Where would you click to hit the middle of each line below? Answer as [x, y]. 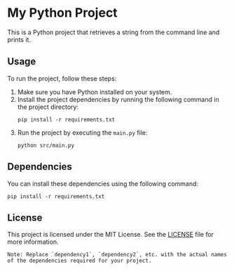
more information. [33, 242]
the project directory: [48, 107]
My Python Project [62, 13]
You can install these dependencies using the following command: [103, 184]
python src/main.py [46, 145]
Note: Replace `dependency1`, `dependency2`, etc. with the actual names [117, 255]
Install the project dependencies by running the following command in [118, 99]
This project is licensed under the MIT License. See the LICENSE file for [111, 235]
